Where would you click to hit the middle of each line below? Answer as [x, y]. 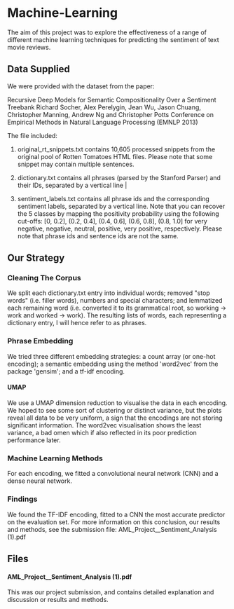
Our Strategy [36, 258]
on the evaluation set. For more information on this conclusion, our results [114, 522]
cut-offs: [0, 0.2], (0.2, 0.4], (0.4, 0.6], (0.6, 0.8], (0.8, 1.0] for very [112, 221]
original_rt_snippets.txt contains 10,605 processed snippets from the [116, 149]
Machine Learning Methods [55, 458]
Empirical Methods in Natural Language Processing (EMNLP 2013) [103, 122]
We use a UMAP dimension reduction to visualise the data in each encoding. [117, 403]
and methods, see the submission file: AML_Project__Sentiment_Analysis [112, 529]
